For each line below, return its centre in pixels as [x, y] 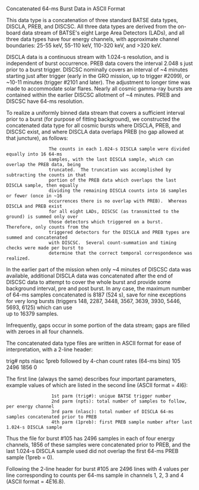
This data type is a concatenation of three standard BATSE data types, [92, 20]
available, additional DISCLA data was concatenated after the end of [90, 276]
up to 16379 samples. [32, 314]
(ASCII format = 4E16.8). [36, 481]
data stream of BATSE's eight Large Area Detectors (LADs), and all [103, 33]
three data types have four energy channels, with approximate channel [93, 39]
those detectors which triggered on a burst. [106, 222]
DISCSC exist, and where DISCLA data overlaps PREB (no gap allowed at [95, 132]
